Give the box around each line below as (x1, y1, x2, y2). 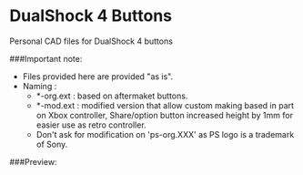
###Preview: (9, 156, 57, 167)
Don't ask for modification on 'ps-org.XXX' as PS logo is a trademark (35, 129, 295, 139)
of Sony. (35, 139, 68, 149)
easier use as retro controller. (35, 119, 147, 130)
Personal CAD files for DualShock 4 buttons (9, 36, 173, 46)
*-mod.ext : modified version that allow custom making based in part (35, 99, 294, 110)
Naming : (22, 80, 57, 91)
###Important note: (9, 53, 83, 64)
